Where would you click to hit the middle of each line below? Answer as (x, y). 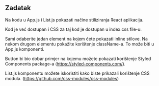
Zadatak (18, 8)
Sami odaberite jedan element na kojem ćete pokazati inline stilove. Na (77, 39)
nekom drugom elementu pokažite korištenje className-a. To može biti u (80, 44)
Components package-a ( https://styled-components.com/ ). (65, 64)
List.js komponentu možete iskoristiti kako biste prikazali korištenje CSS (77, 73)
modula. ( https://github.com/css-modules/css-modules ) (62, 78)
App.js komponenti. (25, 49)
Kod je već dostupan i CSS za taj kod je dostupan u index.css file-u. (74, 29)
